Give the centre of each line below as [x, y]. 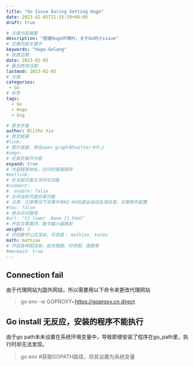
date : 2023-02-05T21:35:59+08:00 [47, 17]
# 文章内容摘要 [22, 33]
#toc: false [21, 207]
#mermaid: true [25, 251]
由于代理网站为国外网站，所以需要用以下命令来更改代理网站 [78, 290]
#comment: [18, 186]
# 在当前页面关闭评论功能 [33, 180]
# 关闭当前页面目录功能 [31, 197]
